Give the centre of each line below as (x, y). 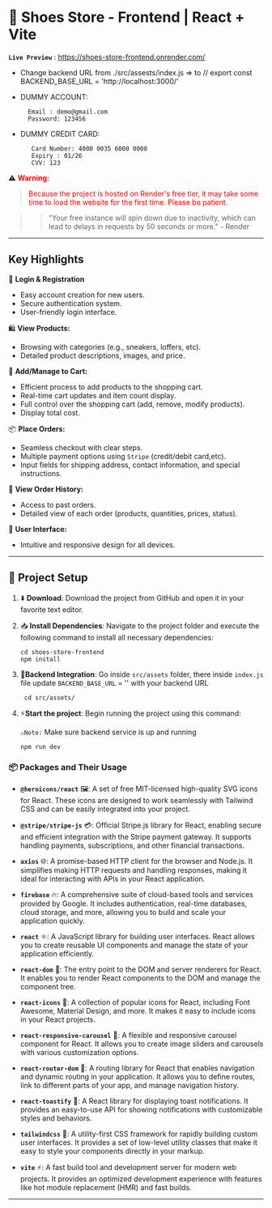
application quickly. (52, 921)
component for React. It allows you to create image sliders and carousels (142, 1044)
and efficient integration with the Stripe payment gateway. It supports (136, 836)
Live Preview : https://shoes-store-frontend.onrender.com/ (107, 57)
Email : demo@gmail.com (68, 112)
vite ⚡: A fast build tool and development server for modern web (128, 1167)
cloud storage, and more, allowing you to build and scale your (123, 912)
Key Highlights (46, 259)
